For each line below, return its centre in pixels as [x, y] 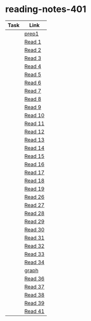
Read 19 [34, 188]
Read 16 [34, 164]
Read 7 [33, 90]
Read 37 [34, 286]
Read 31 [34, 238]
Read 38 [34, 295]
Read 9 [33, 107]
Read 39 [34, 303]
